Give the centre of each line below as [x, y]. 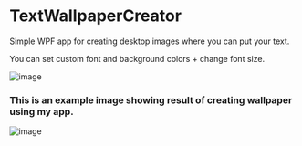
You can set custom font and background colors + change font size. [137, 58]
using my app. [42, 111]
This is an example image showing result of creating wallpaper [151, 99]
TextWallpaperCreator [96, 16]
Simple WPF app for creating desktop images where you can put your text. [150, 41]
